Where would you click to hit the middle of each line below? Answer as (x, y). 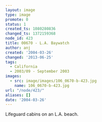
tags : (11, 62)
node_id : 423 (19, 39)
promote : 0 (17, 19)
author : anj (18, 48)
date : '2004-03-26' (26, 100)
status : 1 (16, 24)
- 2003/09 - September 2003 (40, 72)
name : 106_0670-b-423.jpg (42, 85)
